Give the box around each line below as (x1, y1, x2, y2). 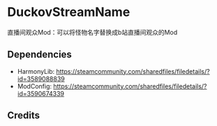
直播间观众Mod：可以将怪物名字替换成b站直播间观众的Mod (7, 28, 178, 36)
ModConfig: (17, 81, 52, 90)
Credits (7, 109, 40, 122)
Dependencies (7, 49, 72, 61)
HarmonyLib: (17, 67, 55, 75)
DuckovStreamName (7, 4, 130, 20)
